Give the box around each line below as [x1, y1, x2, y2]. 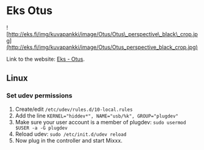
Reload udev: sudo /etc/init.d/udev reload [15, 130, 127, 138]
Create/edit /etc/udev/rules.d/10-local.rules [15, 105, 133, 113]
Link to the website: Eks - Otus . [6, 55, 86, 62]
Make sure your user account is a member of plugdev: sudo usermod [15, 118, 186, 126]
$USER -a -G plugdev [15, 125, 68, 131]
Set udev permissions [6, 91, 73, 100]
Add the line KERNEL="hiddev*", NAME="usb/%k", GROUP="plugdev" [15, 111, 179, 119]
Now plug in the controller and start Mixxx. [15, 137, 123, 144]
